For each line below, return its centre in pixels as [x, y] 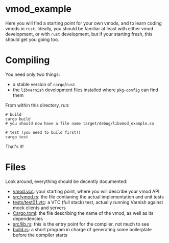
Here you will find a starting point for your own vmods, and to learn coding [83, 23]
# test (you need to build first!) [43, 132]
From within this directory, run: [38, 105]
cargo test [17, 137]
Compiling [28, 60]
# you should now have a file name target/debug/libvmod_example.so [80, 124]
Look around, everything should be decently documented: [66, 181]
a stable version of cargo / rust [44, 84]
